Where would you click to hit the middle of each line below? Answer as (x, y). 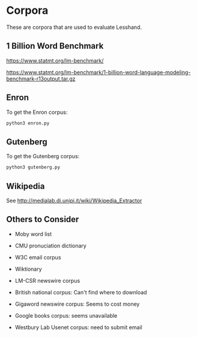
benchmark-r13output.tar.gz (41, 78)
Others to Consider (43, 219)
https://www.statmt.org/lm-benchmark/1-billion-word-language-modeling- (98, 72)
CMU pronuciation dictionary (51, 246)
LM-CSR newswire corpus (47, 280)
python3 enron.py (28, 123)
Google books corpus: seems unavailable (66, 315)
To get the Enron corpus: (37, 112)
